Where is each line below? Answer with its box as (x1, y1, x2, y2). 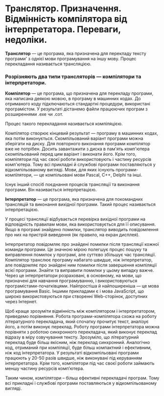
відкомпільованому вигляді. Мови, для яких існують (5, 167, 115, 173)
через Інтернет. (5, 299, 38, 305)
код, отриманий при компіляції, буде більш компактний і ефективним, (5, 344, 152, 351)
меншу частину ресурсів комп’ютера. (5, 366, 84, 371)
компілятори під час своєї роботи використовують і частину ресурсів (5, 157, 152, 162)
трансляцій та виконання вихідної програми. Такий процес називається (5, 202, 156, 208)
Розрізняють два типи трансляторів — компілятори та (5, 73, 141, 80)
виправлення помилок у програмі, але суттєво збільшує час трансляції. (5, 252, 156, 258)
